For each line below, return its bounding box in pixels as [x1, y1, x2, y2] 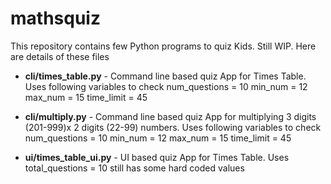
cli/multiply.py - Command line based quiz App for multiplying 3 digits [24, 110, 317, 122]
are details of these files [10, 50, 110, 62]
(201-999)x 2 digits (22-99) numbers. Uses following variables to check [24, 121, 322, 133]
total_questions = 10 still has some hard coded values [24, 162, 245, 174]
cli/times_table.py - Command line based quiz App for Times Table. [24, 70, 307, 82]
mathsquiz [10, 7, 101, 30]
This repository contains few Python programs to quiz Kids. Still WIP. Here [10, 40, 317, 52]
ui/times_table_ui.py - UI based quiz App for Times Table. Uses [24, 151, 290, 163]
